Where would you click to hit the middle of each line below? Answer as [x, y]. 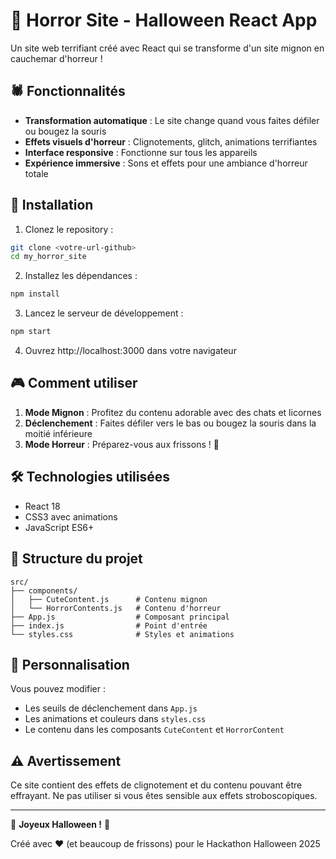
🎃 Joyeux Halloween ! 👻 [60, 825]
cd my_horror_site [48, 257]
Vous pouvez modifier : [58, 689]
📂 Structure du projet [76, 559]
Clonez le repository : [69, 229]
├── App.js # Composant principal [120, 617]
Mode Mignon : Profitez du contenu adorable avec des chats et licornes [173, 412]
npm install [35, 294]
